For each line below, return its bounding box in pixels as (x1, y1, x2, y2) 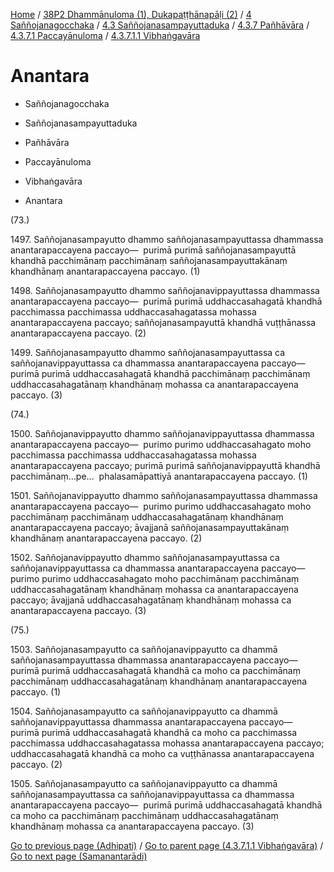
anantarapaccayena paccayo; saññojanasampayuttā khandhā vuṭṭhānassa (10, 316, 317, 328)
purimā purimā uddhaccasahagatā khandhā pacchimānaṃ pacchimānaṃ (10, 367, 311, 379)
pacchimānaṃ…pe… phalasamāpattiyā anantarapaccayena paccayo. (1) (10, 470, 308, 482)
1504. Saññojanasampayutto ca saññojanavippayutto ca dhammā (10, 705, 278, 717)
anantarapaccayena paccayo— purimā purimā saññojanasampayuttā (10, 244, 297, 256)
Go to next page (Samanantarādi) (10, 850, 148, 862)
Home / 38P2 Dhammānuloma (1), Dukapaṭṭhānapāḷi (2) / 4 (10, 9, 252, 20)
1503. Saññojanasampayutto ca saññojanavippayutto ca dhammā (10, 643, 278, 655)
